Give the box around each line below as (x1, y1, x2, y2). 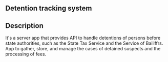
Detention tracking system (5, 4, 92, 13)
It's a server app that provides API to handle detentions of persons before (5, 35, 161, 41)
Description (5, 21, 44, 30)
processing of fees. (5, 51, 47, 57)
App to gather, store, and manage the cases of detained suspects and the (5, 46, 161, 52)
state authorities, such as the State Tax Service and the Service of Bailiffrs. (5, 40, 163, 46)
